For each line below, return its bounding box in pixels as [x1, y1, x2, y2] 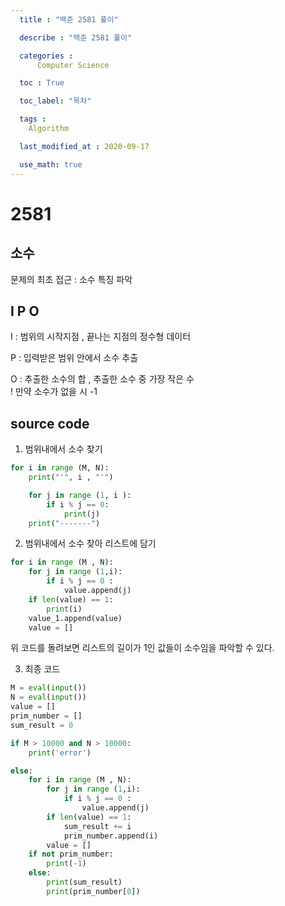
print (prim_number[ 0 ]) [46, 886, 141, 896]
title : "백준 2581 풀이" [19, 14, 119, 25]
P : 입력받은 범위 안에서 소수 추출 [10, 352, 139, 364]
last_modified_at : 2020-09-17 [19, 141, 150, 151]
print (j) [63, 509, 101, 519]
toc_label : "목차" [19, 96, 92, 106]
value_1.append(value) [28, 613, 123, 623]
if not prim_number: [28, 849, 114, 860]
